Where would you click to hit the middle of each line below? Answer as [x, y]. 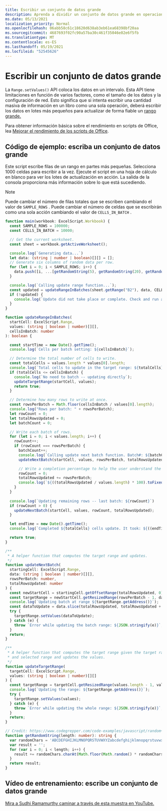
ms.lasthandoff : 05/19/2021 [34, 47]
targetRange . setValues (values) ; [47, 699]
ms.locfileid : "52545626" [32, 51]
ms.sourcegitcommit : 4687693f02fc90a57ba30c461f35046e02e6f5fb [72, 33]
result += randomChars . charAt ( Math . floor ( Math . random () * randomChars [89, 754]
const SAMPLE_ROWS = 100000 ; [40, 226]
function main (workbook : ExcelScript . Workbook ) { [58, 221]
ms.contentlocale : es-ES [31, 42]
